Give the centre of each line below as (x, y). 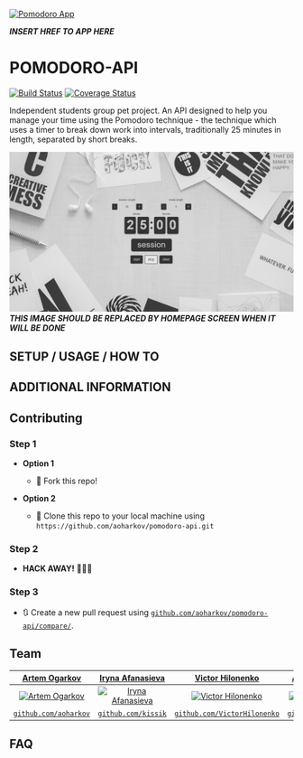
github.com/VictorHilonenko (227, 714)
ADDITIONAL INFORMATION (90, 387)
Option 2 (39, 498)
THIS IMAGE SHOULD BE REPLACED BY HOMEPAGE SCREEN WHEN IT (143, 318)
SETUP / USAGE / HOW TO (84, 356)
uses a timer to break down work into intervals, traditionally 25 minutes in (145, 129)
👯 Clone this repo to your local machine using (120, 516)
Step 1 (23, 444)
